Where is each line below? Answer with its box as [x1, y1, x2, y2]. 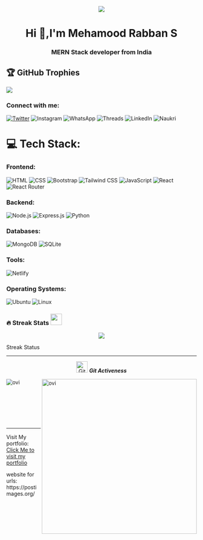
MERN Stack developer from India [51, 48, 152, 57]
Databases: [6, 227, 41, 235]
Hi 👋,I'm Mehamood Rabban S [25, 27, 178, 40]
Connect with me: [6, 101, 60, 109]
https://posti [6, 484, 37, 491]
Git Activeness [89, 367, 127, 374]
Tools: [6, 256, 25, 264]
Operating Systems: [6, 284, 66, 293]
